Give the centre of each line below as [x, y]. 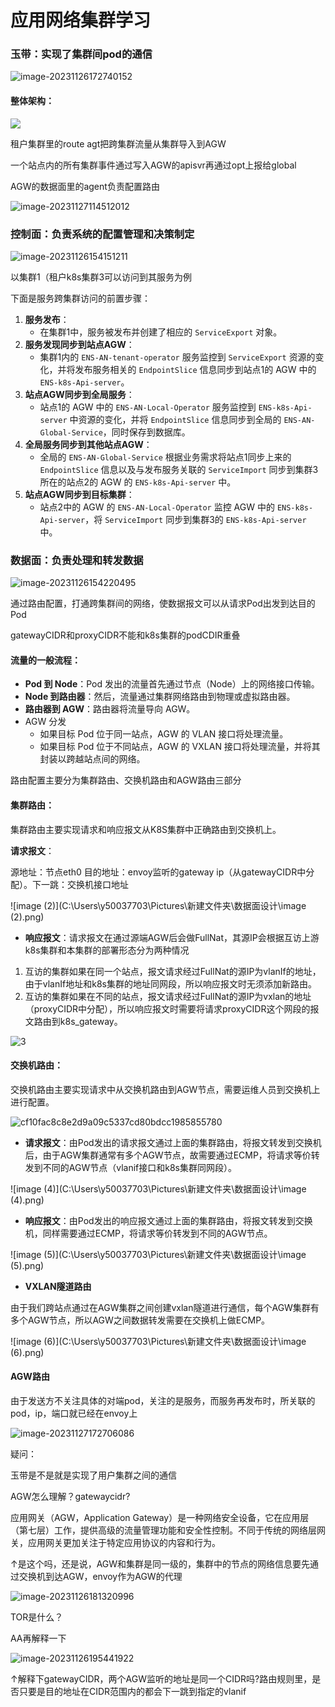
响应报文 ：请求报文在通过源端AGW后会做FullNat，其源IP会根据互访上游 [172, 937]
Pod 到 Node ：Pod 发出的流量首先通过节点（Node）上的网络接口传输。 [172, 684]
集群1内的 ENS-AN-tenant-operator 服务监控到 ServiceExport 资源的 [177, 357]
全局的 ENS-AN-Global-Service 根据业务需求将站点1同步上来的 [165, 457]
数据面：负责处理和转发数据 [77, 560]
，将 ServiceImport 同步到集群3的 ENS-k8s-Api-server [195, 519]
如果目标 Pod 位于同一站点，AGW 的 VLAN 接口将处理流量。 [164, 734]
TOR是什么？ [37, 1617]
